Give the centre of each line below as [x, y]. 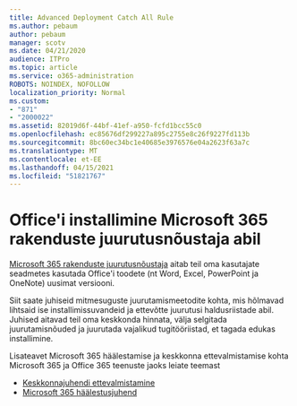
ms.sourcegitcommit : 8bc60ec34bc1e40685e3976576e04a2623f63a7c [130, 143]
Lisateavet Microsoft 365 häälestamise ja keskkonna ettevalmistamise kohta [149, 356]
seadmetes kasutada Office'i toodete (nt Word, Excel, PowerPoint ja [134, 273]
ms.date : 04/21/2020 [48, 51]
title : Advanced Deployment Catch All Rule [92, 17]
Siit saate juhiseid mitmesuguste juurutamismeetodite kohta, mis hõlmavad [147, 300]
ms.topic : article [43, 68]
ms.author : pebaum [43, 26]
